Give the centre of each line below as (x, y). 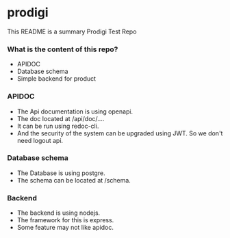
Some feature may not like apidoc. (65, 228)
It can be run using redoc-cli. (58, 126)
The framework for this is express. (65, 220)
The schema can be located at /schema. (74, 180)
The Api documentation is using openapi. (75, 111)
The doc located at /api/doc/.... (61, 118)
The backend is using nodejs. (59, 213)
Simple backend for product (56, 79)
